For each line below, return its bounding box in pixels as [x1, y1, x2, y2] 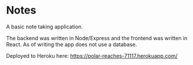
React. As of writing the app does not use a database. [6, 41, 137, 48]
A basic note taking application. [6, 23, 83, 30]
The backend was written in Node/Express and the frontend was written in [6, 34, 188, 41]
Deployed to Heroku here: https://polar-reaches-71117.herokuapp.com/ [6, 52, 178, 59]
